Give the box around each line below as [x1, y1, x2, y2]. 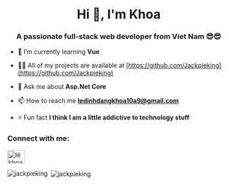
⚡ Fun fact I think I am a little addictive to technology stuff [17, 113, 189, 122]
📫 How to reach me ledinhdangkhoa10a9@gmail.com [17, 97, 179, 105]
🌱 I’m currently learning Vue [17, 47, 100, 56]
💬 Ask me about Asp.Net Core [17, 83, 107, 91]
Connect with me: [7, 133, 70, 143]
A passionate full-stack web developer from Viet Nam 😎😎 [16, 32, 221, 42]
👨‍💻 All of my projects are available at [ [17, 61, 129, 70]
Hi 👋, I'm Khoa [76, 6, 161, 23]
